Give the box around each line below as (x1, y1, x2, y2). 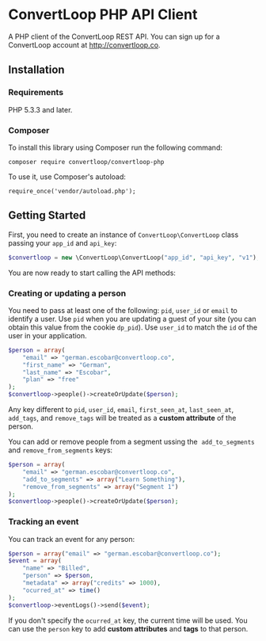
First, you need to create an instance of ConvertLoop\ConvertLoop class (8, 230, 239, 239)
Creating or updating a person (8, 288, 127, 299)
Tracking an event (8, 517, 79, 528)
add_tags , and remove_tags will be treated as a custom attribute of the (8, 414, 237, 423)
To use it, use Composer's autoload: (8, 172, 127, 181)
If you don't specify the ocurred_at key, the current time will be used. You (8, 616, 248, 625)
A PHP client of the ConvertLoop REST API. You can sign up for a (8, 32, 220, 41)
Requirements (8, 87, 64, 98)
